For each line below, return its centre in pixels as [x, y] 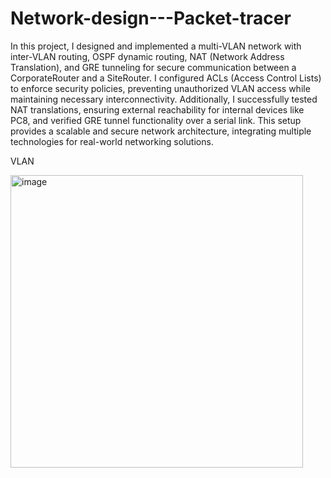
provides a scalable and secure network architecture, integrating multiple [161, 131]
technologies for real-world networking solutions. [112, 141]
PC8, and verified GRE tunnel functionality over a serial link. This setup [156, 120]
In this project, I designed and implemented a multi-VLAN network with [156, 46]
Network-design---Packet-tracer [151, 18]
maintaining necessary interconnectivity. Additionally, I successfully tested [164, 99]
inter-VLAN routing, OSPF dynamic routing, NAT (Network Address [147, 56]
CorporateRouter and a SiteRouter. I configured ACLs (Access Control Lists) [166, 78]
